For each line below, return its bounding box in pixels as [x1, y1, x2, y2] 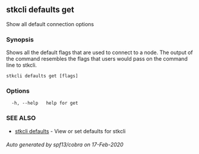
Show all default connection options [6, 20, 94, 27]
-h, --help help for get [11, 100, 78, 106]
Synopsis [6, 35, 34, 43]
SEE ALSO [6, 114, 36, 122]
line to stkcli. [6, 62, 37, 69]
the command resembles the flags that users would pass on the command [6, 55, 188, 62]
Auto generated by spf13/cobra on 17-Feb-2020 [6, 141, 124, 148]
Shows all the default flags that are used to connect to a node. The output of [6, 49, 193, 56]
